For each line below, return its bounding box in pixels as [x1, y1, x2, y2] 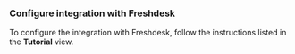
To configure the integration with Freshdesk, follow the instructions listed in [9, 27, 287, 38]
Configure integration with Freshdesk [9, 7, 176, 19]
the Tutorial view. [9, 36, 74, 47]
